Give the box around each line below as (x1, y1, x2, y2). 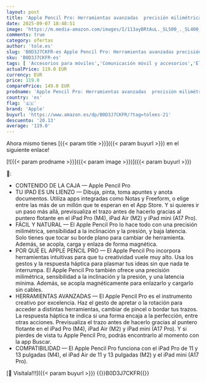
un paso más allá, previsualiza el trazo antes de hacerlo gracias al (15, 208, 181, 215)
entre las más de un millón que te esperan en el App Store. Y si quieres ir (15, 202, 199, 209)
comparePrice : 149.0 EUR (6, 83, 70, 89)
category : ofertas (6, 37, 53, 44)
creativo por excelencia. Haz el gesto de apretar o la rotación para (15, 299, 183, 306)
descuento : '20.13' (6, 117, 56, 123)
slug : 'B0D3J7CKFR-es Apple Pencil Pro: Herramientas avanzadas (6, 49, 174, 55)
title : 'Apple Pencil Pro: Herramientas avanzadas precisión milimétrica (6, 15, 202, 21)
